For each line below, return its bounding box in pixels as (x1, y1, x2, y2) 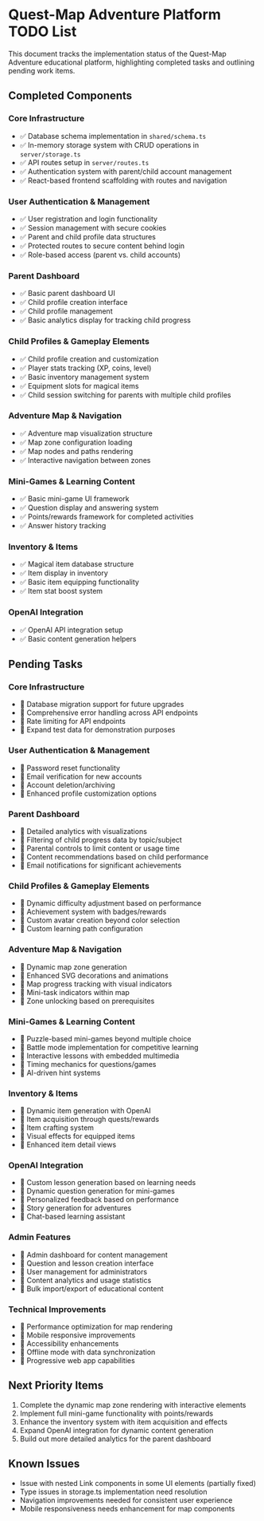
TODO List (8, 22, 77, 41)
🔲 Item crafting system (19, 1123, 94, 1132)
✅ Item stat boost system (19, 587, 103, 596)
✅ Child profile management (19, 306, 113, 316)
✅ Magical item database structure (19, 559, 134, 569)
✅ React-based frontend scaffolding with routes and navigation (19, 176, 227, 185)
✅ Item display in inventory (19, 568, 109, 578)
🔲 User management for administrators (19, 1266, 148, 1276)
